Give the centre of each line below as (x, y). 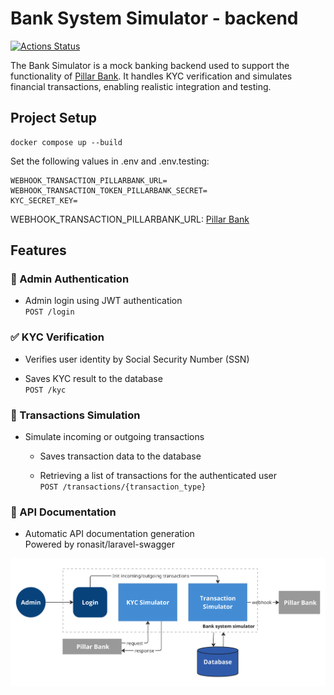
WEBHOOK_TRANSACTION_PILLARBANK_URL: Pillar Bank (130, 219)
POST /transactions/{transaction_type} (123, 487)
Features (38, 250)
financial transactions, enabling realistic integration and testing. (141, 86)
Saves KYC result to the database (93, 378)
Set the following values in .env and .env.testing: (110, 161)
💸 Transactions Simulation (75, 415)
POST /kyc (45, 390)
